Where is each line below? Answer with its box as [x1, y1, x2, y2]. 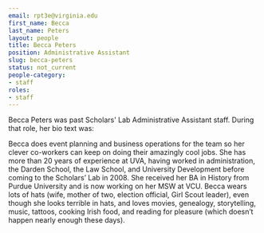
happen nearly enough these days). [8, 215, 125, 225]
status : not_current [8, 64, 77, 72]
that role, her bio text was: [8, 124, 94, 133]
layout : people [8, 34, 59, 42]
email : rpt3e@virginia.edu [8, 11, 98, 20]
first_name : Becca [8, 19, 69, 27]
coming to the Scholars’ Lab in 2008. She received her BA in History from [8, 173, 250, 183]
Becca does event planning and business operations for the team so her [8, 139, 245, 148]
